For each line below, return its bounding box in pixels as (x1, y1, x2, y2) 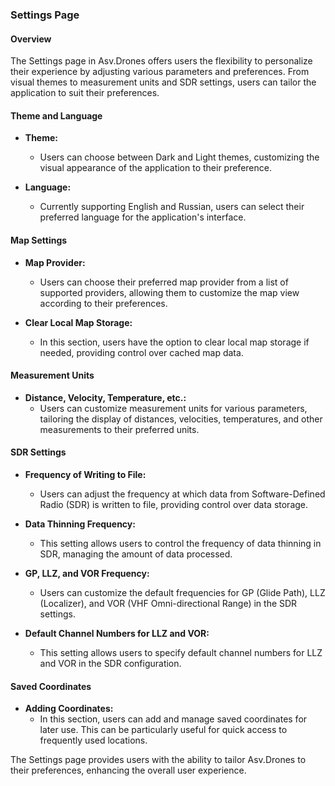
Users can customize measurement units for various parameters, (39, 402, 308, 414)
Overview (10, 33, 52, 45)
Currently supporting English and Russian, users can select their (39, 201, 305, 213)
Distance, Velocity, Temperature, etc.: (24, 391, 187, 403)
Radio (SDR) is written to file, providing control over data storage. (39, 498, 309, 510)
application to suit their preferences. (10, 87, 160, 99)
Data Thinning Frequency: (24, 518, 136, 530)
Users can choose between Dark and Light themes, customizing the (39, 151, 320, 163)
